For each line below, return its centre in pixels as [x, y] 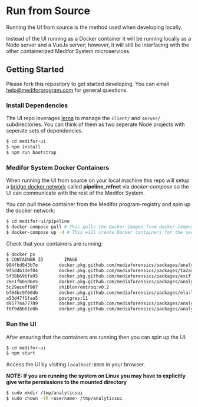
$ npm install [24, 147]
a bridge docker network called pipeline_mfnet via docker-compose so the [98, 186]
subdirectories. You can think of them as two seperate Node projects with [95, 124]
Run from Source [48, 11]
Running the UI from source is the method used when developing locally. [94, 27]
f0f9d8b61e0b [22, 309]
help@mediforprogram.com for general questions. [67, 90]
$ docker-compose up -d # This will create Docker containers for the [95, 232]
